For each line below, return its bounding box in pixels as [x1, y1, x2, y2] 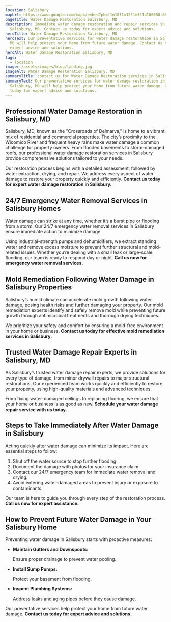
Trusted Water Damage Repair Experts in [5, 348, 137, 357]
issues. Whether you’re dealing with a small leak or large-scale [21, 249, 153, 255]
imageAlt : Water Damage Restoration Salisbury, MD [5, 69, 115, 74]
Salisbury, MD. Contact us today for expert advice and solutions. [10, 26, 156, 32]
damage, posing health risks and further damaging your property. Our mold [5, 302, 163, 308]
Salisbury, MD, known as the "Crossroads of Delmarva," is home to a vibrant [5, 128, 165, 134]
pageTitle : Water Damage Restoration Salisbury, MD [5, 17, 117, 22]
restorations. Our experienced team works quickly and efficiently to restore [5, 380, 163, 386]
